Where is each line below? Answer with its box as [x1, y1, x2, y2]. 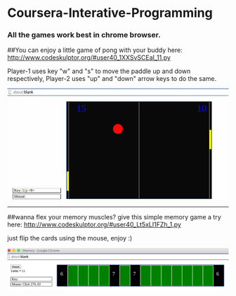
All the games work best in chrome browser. [7, 30, 161, 40]
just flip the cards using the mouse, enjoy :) [7, 234, 133, 243]
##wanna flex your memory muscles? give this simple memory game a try [7, 213, 221, 221]
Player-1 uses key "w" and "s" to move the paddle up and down [7, 67, 191, 75]
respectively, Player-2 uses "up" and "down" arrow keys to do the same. [7, 75, 217, 83]
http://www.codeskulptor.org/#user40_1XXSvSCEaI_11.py [7, 53, 171, 62]
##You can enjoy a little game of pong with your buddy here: [7, 46, 183, 54]
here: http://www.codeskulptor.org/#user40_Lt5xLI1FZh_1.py [7, 220, 181, 229]
